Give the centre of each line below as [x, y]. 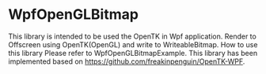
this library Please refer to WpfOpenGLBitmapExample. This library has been [133, 53]
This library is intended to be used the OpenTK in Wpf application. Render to [133, 36]
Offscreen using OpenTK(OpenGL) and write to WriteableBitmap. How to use [133, 44]
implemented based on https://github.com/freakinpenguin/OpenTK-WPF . [127, 61]
